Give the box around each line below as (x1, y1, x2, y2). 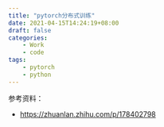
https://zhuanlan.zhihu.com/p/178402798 (19, 109, 157, 119)
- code (22, 48, 45, 56)
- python (22, 71, 52, 79)
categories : (8, 33, 48, 42)
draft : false (8, 26, 52, 34)
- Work (22, 41, 45, 49)
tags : (8, 56, 26, 64)
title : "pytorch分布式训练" (8, 11, 96, 20)
